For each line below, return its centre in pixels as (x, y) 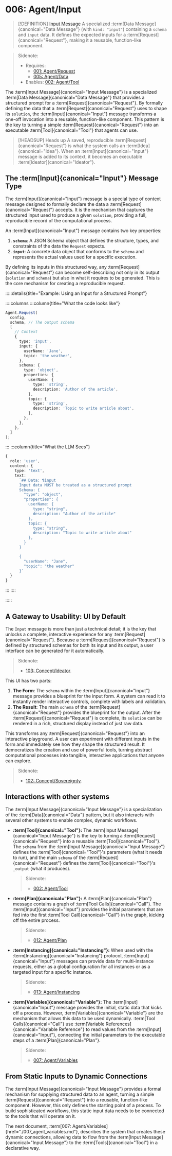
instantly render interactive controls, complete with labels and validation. (90, 702)
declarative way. (23, 1148)
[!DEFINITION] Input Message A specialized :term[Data (76, 24)
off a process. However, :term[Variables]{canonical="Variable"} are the (88, 1013)
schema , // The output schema (42, 322)
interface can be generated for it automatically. (55, 651)
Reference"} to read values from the (97, 1029)
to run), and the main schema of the (49, 857)
